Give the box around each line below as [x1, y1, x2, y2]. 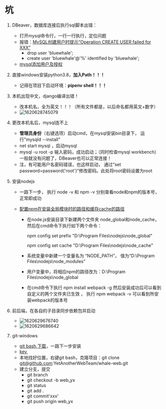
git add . [26, 387, 44, 393]
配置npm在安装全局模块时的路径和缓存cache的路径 [19, 205, 125, 211]
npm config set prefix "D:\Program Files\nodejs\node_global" [26, 232, 153, 238]
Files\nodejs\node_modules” [26, 258, 85, 264]
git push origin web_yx [26, 398, 73, 404]
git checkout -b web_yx [26, 377, 75, 383]
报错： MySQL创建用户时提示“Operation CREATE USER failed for [19, 38, 151, 45]
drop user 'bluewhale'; [26, 49, 73, 55]
